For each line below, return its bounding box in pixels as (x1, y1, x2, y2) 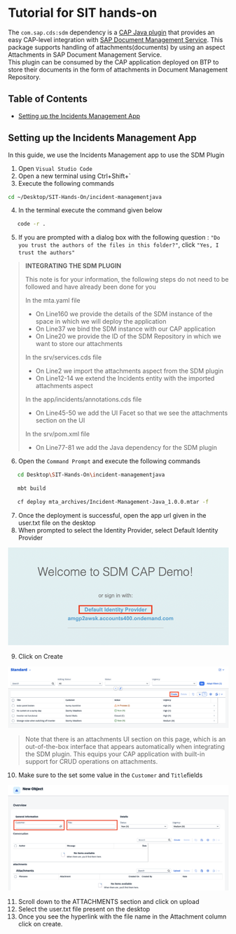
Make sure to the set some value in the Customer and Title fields (18, 771, 203, 779)
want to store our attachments (35, 340, 123, 348)
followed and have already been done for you (25, 282, 157, 291)
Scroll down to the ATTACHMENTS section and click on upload (18, 898, 200, 906)
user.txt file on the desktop (18, 518, 96, 527)
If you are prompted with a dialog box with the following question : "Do (18, 233, 221, 242)
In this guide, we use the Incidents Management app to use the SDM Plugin (8, 151, 225, 159)
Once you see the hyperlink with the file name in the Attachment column (18, 912, 227, 921)
